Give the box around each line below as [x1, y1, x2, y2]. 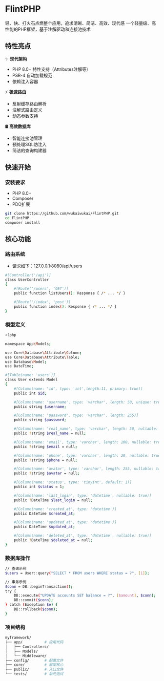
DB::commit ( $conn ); [14, 597, 54, 603]
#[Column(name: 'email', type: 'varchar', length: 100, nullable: [14, 440, 152, 445]
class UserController [5, 277, 49, 282]
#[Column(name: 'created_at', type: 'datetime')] [14, 507, 117, 511]
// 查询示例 [5, 566, 27, 571]
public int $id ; [14, 391, 47, 396]
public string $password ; [14, 418, 67, 423]
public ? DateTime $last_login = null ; [14, 497, 93, 503]
